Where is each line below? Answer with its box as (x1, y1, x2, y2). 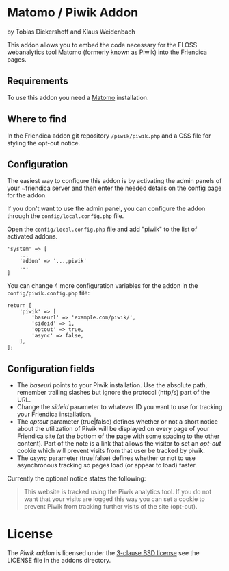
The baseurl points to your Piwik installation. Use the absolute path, (16, 381, 207, 389)
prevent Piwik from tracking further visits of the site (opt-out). (23, 502, 198, 511)
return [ (7, 302, 32, 309)
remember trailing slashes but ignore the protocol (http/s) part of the (16, 389, 211, 397)
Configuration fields (7, 363, 95, 374)
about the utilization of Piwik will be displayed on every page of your (16, 425, 210, 433)
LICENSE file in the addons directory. (7, 557, 111, 565)
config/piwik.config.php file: (7, 289, 90, 297)
